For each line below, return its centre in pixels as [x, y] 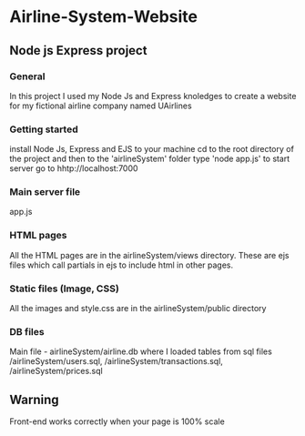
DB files [27, 331]
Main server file [45, 192]
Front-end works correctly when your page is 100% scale [117, 421]
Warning [34, 399]
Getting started [44, 129]
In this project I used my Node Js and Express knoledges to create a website [153, 96]
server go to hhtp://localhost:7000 [74, 168]
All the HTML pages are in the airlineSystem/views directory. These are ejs [149, 255]
